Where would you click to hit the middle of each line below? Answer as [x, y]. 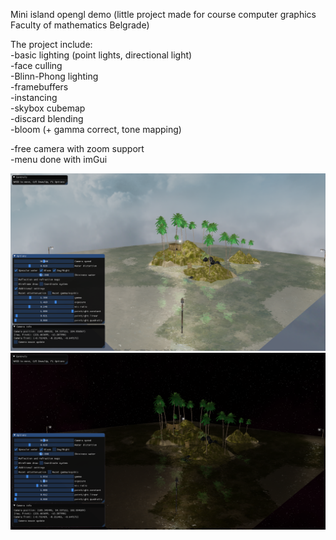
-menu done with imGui [59, 159]
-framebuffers [39, 87]
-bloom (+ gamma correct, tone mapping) [96, 129]
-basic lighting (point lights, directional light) [101, 55]
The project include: [51, 44]
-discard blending [47, 118]
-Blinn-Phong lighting [54, 76]
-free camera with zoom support [77, 148]
